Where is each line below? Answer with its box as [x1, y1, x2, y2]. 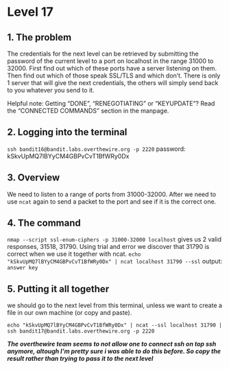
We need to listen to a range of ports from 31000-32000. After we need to [7, 190, 217, 198]
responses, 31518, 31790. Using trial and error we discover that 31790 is [7, 243, 210, 251]
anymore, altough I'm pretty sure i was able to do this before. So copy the [7, 347, 221, 355]
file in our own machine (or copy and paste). [7, 309, 132, 317]
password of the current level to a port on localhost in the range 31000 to [7, 57, 214, 65]
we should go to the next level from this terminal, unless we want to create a [7, 301, 223, 309]
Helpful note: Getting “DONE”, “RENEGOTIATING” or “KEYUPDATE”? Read [7, 99, 215, 107]
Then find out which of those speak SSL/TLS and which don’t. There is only [7, 71, 221, 80]
